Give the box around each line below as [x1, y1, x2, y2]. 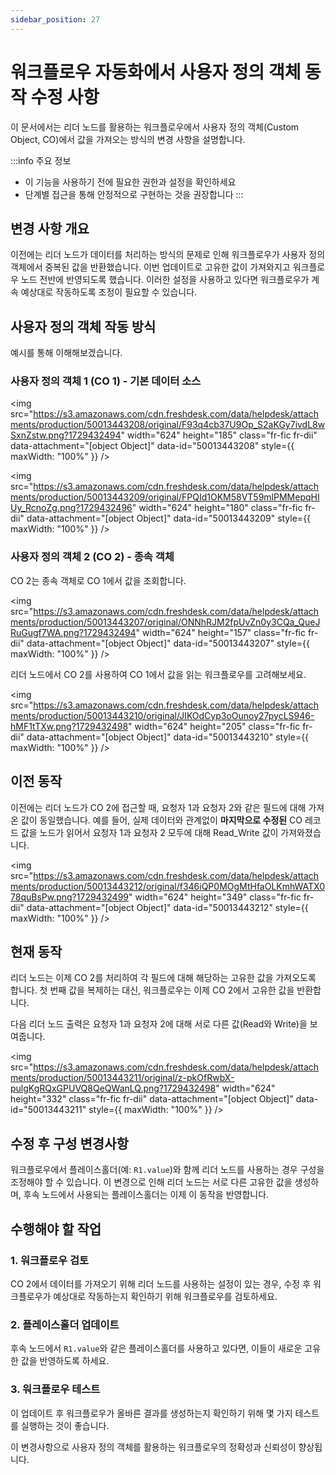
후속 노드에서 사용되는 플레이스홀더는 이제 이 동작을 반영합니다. [23, 1189, 270, 1201]
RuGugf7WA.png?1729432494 [10, 626, 137, 638]
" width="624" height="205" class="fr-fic [128, 720, 301, 732]
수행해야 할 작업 [10, 1221, 102, 1238]
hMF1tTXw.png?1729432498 [10, 720, 129, 732]
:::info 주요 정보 [10, 154, 72, 166]
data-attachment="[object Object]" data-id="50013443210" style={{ [26, 731, 310, 743]
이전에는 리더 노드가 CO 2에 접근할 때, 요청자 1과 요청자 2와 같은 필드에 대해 [10, 801, 307, 813]
